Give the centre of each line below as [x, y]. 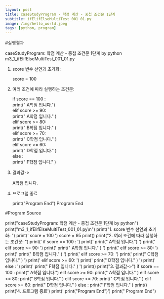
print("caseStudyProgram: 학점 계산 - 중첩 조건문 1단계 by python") [72, 223]
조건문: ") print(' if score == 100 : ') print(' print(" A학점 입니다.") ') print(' [83, 242]
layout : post [19, 10]
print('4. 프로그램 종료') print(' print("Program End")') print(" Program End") [81, 291]
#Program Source [23, 213]
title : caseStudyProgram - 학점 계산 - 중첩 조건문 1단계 [60, 14]
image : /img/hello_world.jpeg [36, 23]
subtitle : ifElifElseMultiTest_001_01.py [48, 19]
